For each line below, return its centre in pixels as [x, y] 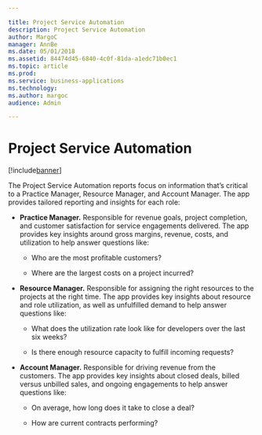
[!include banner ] [35, 171]
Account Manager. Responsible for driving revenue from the [117, 367]
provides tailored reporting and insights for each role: [94, 202]
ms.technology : [33, 88]
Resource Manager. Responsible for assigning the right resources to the [136, 289]
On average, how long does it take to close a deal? [113, 408]
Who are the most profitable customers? [96, 258]
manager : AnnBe [33, 44]
